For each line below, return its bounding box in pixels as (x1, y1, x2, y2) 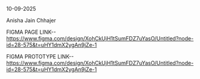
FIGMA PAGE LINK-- (6, 28, 56, 36)
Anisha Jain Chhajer (6, 17, 56, 24)
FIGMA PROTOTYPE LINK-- (6, 53, 74, 60)
